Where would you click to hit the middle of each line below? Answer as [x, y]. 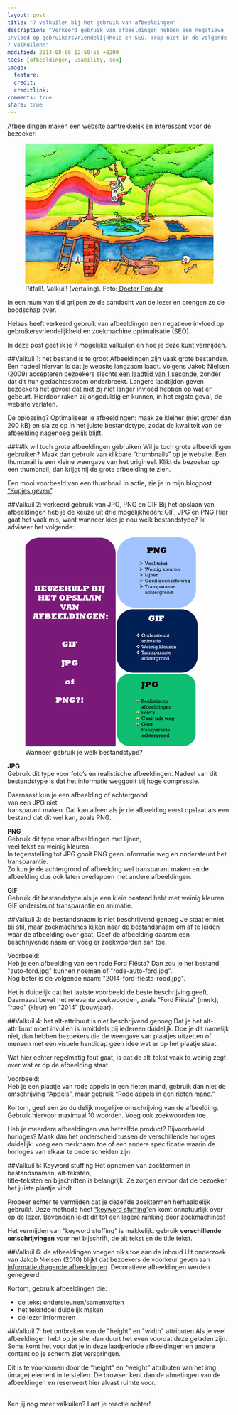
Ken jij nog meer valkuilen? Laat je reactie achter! [79, 1404]
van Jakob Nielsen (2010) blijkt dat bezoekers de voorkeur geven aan [109, 1260]
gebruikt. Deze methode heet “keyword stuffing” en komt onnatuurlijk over [115, 1210]
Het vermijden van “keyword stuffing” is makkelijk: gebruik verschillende [114, 1231]
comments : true [30, 97]
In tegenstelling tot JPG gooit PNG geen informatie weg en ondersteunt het [117, 854]
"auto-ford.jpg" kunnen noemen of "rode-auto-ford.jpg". [90, 971]
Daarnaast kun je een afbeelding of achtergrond [77, 795]
